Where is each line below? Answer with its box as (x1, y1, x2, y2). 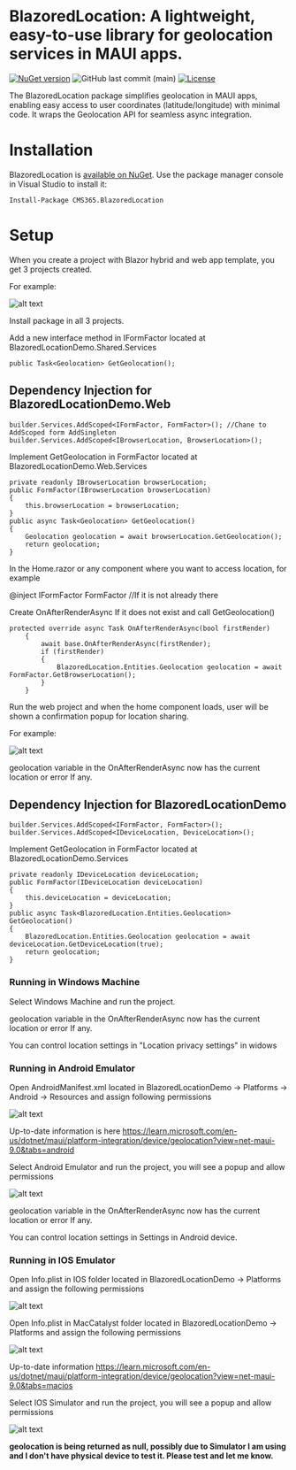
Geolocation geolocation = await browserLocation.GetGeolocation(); (25, 532, 283, 541)
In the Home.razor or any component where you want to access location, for (9, 563, 287, 573)
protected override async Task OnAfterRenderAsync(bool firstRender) (9, 624, 271, 633)
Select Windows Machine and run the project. (9, 996, 176, 1006)
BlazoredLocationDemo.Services (9, 853, 129, 864)
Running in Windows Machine (9, 976, 140, 989)
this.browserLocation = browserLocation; (25, 501, 179, 510)
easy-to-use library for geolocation (9, 25, 274, 45)
